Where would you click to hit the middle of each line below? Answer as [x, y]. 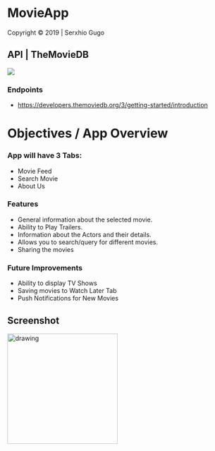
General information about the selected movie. [85, 220]
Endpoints [25, 90]
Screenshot [33, 320]
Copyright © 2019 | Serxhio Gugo [56, 32]
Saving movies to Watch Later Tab [67, 291]
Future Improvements [45, 267]
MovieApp [38, 13]
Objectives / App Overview [88, 134]
